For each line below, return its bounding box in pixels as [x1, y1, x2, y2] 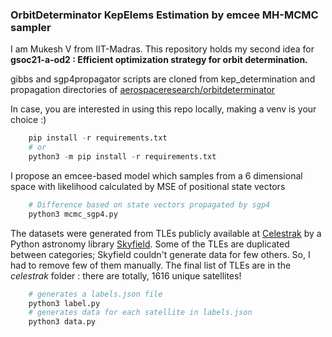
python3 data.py [28, 317, 97, 327]
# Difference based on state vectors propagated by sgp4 [28, 199, 271, 210]
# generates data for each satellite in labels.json [28, 308, 253, 318]
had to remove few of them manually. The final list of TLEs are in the [10, 259, 292, 271]
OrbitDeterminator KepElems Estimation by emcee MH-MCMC [10, 8, 319, 22]
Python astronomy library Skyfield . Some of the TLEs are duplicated [10, 238, 290, 250]
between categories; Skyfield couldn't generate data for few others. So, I [10, 248, 311, 260]
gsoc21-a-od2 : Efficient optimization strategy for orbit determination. [10, 54, 308, 66]
